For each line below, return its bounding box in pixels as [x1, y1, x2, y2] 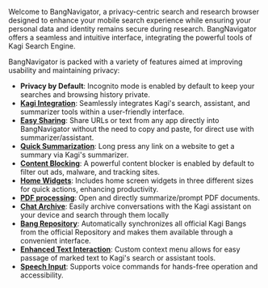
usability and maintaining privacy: [8, 66, 120, 75]
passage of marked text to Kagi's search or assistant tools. [19, 253, 216, 262]
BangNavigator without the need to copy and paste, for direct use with [19, 125, 254, 133]
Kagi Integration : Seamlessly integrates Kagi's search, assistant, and [19, 99, 250, 108]
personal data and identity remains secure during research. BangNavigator [8, 24, 257, 33]
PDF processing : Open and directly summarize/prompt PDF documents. [19, 193, 261, 202]
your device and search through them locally [19, 210, 170, 219]
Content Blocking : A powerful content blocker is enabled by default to [19, 159, 254, 168]
